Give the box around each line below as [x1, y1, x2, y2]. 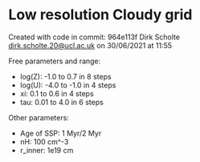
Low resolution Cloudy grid [8, 6, 193, 24]
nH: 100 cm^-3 [19, 136, 69, 146]
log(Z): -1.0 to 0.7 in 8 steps [19, 71, 112, 81]
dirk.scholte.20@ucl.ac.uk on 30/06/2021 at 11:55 [8, 40, 173, 50]
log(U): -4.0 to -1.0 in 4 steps [19, 80, 116, 90]
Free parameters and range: [8, 56, 101, 66]
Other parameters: [8, 112, 70, 122]
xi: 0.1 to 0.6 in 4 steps [19, 88, 94, 98]
